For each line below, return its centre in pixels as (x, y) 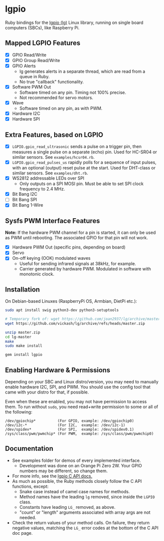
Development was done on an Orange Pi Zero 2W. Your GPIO (81, 465)
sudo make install (24, 346)
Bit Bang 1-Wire (28, 205)
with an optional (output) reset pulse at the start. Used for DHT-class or (84, 168)
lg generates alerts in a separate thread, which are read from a (82, 71)
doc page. (22, 533)
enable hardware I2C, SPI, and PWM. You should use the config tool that (78, 387)
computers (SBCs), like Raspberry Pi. (42, 27)
